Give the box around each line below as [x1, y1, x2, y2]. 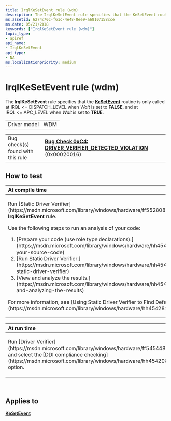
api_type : [5, 50, 26, 55]
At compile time [8, 187, 47, 193]
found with [8, 147, 34, 155]
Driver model [8, 121, 39, 128]
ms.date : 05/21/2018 [5, 21, 49, 27]
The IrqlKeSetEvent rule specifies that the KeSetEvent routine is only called [5, 98, 165, 105]
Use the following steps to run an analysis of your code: [8, 225, 141, 231]
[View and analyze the [16, 274, 70, 281]
